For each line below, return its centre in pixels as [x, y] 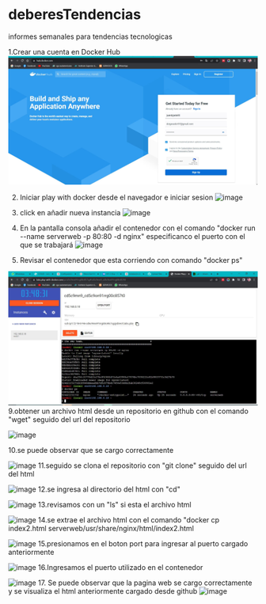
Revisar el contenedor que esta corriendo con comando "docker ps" [131, 260]
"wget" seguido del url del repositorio [69, 420]
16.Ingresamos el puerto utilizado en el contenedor [121, 568]
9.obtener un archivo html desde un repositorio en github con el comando [129, 411]
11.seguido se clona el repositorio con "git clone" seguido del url [142, 465]
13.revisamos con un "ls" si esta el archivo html [115, 505]
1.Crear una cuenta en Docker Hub [65, 51]
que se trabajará [46, 245]
